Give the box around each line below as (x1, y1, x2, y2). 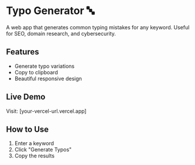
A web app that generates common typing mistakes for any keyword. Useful (6, 23, 190, 30)
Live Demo (6, 92, 46, 102)
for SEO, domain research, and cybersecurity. (6, 30, 116, 37)
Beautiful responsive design (14, 75, 82, 82)
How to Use (6, 124, 49, 134)
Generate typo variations (14, 63, 75, 70)
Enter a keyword (14, 140, 54, 147)
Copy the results (14, 152, 54, 159)
